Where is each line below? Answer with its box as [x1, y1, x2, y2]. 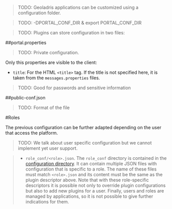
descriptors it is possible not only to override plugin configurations [25, 182, 166, 189]
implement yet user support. [17, 145, 78, 151]
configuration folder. [17, 10, 61, 16]
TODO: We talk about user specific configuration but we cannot [17, 140, 152, 145]
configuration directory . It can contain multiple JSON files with [25, 161, 157, 166]
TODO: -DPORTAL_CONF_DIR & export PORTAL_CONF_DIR [17, 20, 142, 26]
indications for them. [25, 199, 69, 204]
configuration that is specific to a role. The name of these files [25, 166, 157, 172]
